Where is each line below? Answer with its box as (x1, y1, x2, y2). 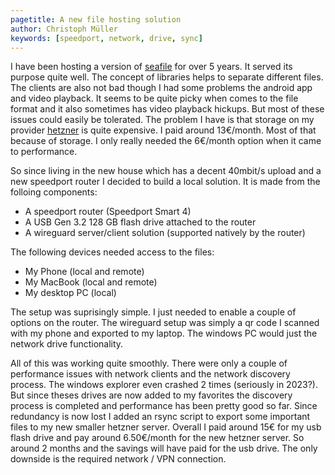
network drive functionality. (10, 338, 124, 350)
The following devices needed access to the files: (10, 246, 215, 258)
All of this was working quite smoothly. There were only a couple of (10, 357, 288, 370)
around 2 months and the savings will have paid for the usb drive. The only (10, 442, 318, 455)
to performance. (10, 146, 78, 158)
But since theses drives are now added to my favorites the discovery (10, 389, 293, 401)
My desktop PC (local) (24, 287, 117, 299)
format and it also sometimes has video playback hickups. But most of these (10, 103, 325, 115)
